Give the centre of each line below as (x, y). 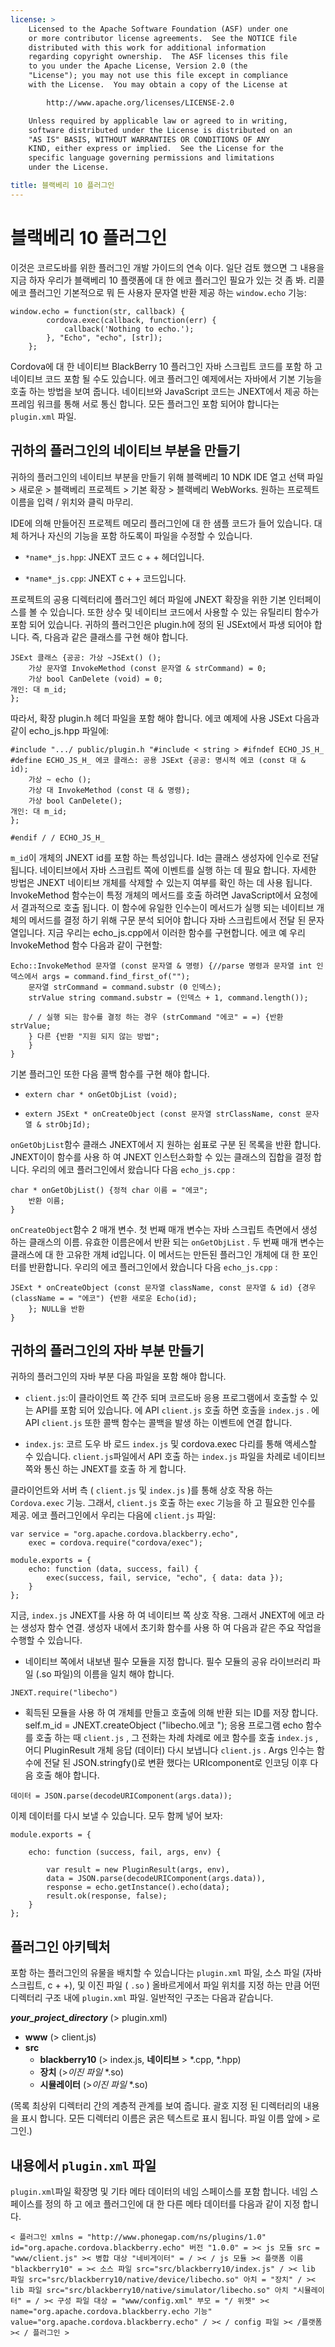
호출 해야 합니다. (67, 1775)
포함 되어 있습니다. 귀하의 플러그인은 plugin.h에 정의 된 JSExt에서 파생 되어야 (161, 624)
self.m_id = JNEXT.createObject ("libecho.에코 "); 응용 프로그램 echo (164, 1725)
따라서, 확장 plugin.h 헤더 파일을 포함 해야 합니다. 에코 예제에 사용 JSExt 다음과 (165, 718)
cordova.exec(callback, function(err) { (131, 320)
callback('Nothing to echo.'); (129, 329)
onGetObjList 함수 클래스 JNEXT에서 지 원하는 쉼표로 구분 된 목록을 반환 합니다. (166, 1144)
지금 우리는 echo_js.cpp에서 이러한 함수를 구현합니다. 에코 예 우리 (176, 932)
